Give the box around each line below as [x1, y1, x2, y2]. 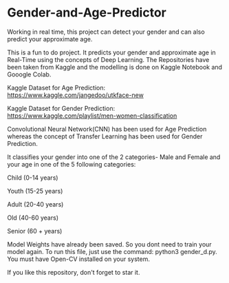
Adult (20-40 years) [7, 200, 64, 208]
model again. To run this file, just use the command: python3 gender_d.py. [7, 247, 218, 255]
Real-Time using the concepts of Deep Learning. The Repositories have [7, 55, 210, 63]
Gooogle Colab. [7, 70, 52, 78]
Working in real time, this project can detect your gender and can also [7, 28, 205, 36]
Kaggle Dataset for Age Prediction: [7, 83, 105, 92]
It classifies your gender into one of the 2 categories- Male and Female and [7, 153, 221, 161]
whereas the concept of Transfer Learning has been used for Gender [7, 132, 203, 140]
